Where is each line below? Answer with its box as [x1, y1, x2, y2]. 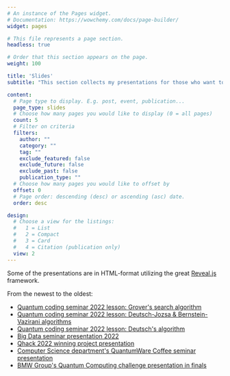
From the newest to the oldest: [7, 289, 94, 298]
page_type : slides [13, 104, 66, 111]
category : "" [19, 142, 57, 149]
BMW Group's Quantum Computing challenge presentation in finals [16, 361, 207, 369]
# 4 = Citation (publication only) [13, 244, 121, 251]
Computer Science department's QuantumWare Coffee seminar [16, 347, 196, 355]
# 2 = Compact [13, 231, 60, 238]
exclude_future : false [19, 162, 84, 168]
